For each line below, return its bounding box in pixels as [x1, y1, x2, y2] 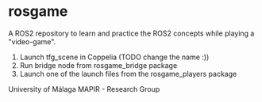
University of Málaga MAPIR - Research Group [8, 84, 160, 93]
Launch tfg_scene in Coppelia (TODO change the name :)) [19, 52, 210, 62]
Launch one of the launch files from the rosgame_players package [19, 69, 237, 78]
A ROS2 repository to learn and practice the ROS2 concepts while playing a [8, 28, 255, 38]
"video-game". [8, 36, 56, 46]
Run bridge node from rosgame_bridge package [19, 60, 178, 70]
